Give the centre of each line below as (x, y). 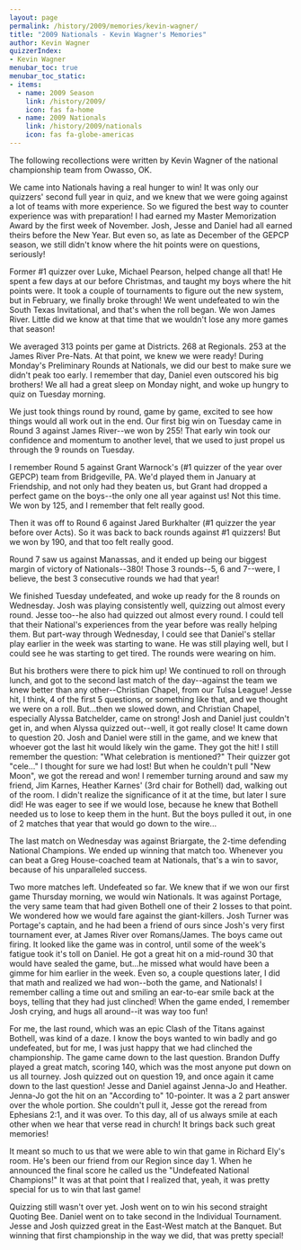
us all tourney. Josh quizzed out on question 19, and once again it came (142, 1076)
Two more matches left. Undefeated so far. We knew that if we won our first (150, 887)
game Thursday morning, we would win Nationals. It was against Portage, (146, 897)
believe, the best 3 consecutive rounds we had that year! (115, 578)
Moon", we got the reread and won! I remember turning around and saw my (149, 775)
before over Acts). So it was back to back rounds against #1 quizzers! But (145, 532)
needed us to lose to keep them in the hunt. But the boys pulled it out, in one (150, 814)
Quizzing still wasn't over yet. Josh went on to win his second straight (138, 1207)
